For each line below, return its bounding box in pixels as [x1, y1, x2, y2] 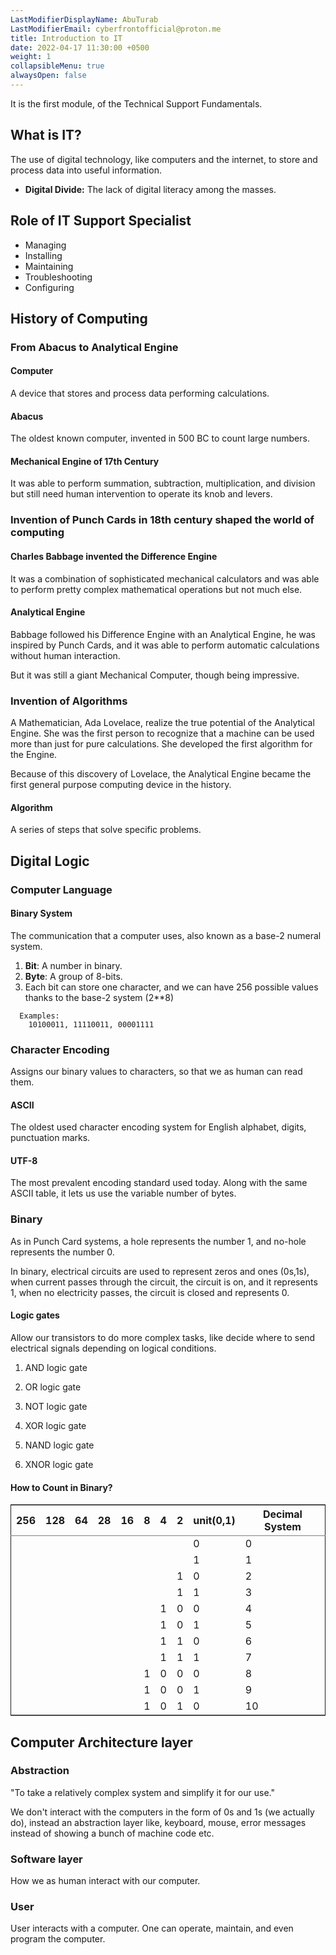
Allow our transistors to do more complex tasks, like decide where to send [10, 1331, 316, 1343]
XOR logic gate [24, 1419, 87, 1431]
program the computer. [10, 1933, 106, 1945]
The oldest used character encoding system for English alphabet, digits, [10, 1121, 307, 1133]
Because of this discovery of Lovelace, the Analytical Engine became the [10, 768, 312, 780]
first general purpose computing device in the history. [10, 779, 232, 791]
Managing [24, 239, 67, 251]
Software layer [10, 1852, 83, 1866]
